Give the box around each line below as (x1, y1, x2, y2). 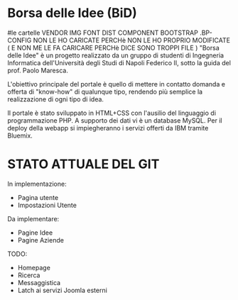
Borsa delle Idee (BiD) (7, 5, 137, 21)
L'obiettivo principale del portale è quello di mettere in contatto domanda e (7, 79, 226, 88)
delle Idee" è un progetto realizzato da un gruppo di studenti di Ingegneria (7, 51, 225, 60)
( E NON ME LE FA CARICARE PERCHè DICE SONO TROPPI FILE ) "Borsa (7, 43, 220, 52)
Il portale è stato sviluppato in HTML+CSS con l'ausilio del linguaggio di (7, 109, 217, 117)
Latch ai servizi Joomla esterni (17, 286, 108, 294)
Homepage (17, 263, 51, 272)
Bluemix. (7, 131, 33, 140)
